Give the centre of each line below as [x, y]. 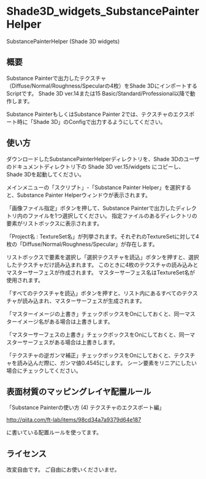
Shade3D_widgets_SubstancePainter [103, 11]
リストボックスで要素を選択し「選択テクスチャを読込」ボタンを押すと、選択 [103, 257]
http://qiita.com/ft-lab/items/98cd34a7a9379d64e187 [74, 420]
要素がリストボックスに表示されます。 [55, 223]
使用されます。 [25, 280]
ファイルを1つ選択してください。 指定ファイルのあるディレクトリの [112, 215]
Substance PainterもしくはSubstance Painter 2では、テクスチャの [90, 114]
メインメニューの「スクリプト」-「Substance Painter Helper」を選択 [93, 187]
